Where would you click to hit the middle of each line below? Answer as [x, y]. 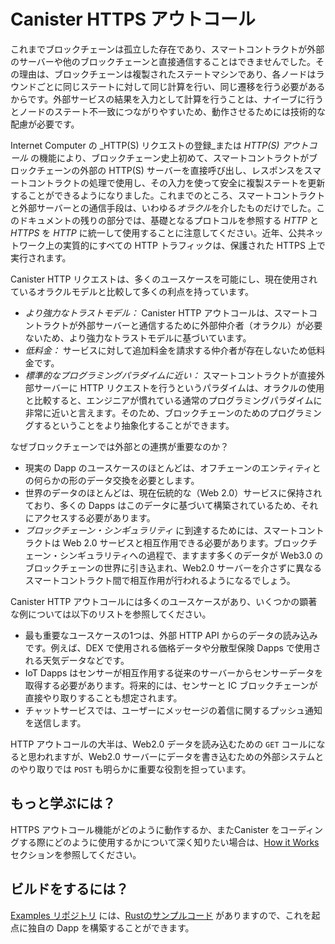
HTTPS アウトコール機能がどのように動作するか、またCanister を [145, 829]
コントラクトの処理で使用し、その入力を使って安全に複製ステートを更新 [176, 182]
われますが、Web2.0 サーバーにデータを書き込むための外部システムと [180, 756]
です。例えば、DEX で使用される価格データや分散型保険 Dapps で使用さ [173, 647]
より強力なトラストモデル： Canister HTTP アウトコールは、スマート [167, 312]
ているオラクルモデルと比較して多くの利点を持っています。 [132, 291]
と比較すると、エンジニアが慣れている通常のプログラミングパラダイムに [173, 400]
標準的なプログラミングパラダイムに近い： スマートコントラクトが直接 [170, 375]
